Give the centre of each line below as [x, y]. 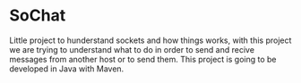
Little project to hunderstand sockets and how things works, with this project [150, 40]
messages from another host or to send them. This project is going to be [143, 59]
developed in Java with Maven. [67, 69]
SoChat [38, 16]
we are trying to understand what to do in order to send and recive [132, 49]
